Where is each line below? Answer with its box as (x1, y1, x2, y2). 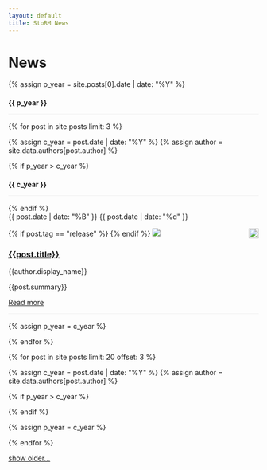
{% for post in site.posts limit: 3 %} (8, 122, 123, 131)
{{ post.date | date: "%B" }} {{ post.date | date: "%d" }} (8, 212, 188, 221)
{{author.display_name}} (8, 266, 87, 276)
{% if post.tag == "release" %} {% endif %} (8, 229, 151, 238)
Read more (8, 297, 44, 307)
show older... (8, 453, 51, 463)
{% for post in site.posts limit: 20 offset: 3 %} (8, 352, 157, 362)
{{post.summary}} (8, 282, 68, 292)
